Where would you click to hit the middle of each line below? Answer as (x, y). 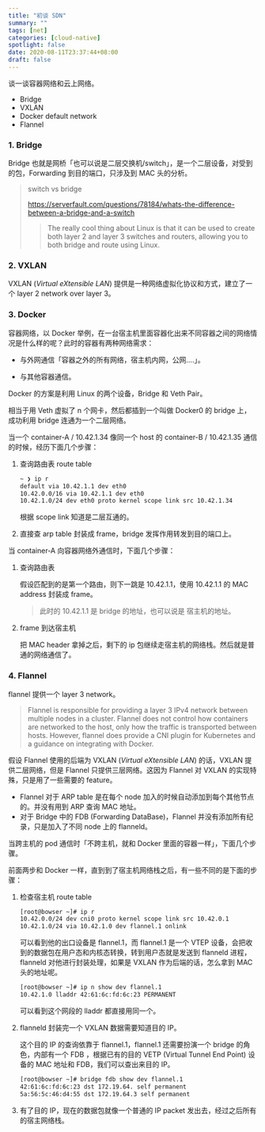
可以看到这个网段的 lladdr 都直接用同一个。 (90, 1011)
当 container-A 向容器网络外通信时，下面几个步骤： (92, 551)
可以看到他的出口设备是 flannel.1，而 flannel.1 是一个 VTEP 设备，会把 (132, 943)
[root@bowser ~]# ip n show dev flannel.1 (91, 988)
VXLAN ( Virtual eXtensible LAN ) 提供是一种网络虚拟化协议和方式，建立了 (127, 284)
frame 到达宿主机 (48, 628)
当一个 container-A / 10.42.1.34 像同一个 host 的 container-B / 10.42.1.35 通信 (133, 437)
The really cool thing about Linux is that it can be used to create (151, 228)
